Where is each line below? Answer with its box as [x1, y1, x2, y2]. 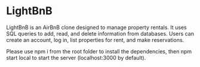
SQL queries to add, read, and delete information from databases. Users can [6, 30, 194, 37]
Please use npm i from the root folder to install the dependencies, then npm [6, 47, 192, 55]
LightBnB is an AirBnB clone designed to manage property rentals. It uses [6, 24, 187, 31]
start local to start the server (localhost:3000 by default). [6, 54, 146, 61]
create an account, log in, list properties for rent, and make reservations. [6, 36, 184, 43]
